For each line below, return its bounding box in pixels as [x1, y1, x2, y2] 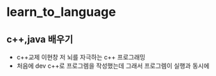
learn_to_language [6, 4, 116, 20]
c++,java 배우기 [6, 33, 74, 45]
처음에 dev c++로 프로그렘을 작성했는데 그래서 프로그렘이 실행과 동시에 [16, 61, 210, 70]
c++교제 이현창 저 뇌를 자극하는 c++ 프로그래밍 [16, 53, 146, 61]
